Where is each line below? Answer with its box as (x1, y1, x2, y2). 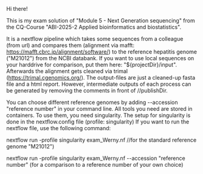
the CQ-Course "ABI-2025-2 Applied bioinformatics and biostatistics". (6, 24, 181, 30)
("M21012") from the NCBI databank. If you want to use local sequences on (6, 55, 194, 61)
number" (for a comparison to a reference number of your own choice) (6, 161, 184, 168)
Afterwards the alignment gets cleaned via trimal (6, 68, 128, 75)
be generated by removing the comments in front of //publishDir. (6, 87, 168, 94)
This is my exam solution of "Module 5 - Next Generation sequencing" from (6, 17, 196, 24)
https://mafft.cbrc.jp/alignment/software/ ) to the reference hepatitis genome (6, 48, 198, 55)
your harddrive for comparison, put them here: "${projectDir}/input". (6, 61, 177, 68)
